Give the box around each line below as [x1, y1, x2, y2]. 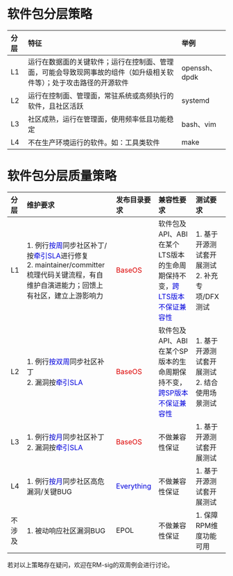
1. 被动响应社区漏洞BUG [26, 525, 106, 535]
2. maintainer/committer [26, 260, 105, 269]
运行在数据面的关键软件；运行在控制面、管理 [27, 57, 174, 67]
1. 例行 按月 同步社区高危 [26, 476, 105, 486]
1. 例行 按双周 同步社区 [26, 357, 98, 366]
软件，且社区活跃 [27, 101, 84, 111]
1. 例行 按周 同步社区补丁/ [26, 240, 107, 250]
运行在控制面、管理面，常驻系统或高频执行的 [27, 91, 174, 101]
